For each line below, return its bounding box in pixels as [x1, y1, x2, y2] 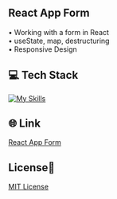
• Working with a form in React [8, 27, 110, 37]
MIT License [8, 182, 49, 192]
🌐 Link [8, 117, 41, 131]
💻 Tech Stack [8, 68, 79, 82]
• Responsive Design [8, 44, 77, 54]
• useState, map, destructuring [8, 36, 110, 45]
